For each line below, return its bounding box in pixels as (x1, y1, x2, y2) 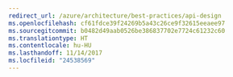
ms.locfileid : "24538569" (8, 57, 95, 65)
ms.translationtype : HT (8, 34, 89, 43)
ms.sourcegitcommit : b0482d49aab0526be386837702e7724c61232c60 (8, 26, 226, 34)
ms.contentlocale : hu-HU (8, 42, 92, 50)
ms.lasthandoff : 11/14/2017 (8, 49, 103, 57)
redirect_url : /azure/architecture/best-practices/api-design (8, 11, 222, 20)
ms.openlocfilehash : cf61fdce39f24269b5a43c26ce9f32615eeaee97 (8, 19, 226, 27)
